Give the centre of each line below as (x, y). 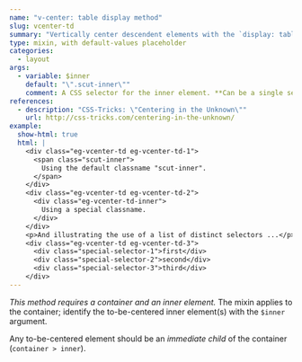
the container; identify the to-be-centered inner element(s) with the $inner (147, 312)
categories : (31, 51)
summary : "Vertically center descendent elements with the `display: (142, 34)
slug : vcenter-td (42, 26)
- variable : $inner (54, 76)
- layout (34, 59)
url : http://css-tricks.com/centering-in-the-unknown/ (130, 118)
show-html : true (48, 135)
